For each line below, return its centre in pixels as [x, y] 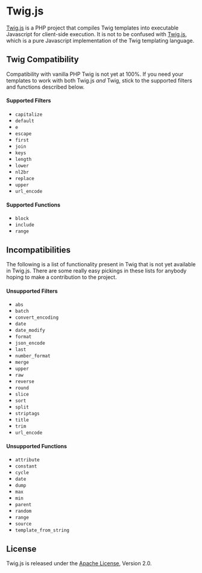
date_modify [30, 330]
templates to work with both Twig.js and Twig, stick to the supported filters [99, 80]
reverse [24, 382]
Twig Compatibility [43, 59]
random [23, 511]
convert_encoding [37, 318]
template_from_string [42, 531]
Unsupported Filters [32, 291]
